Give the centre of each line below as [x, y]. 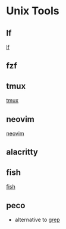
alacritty [22, 152]
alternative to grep [37, 220]
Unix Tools [33, 11]
